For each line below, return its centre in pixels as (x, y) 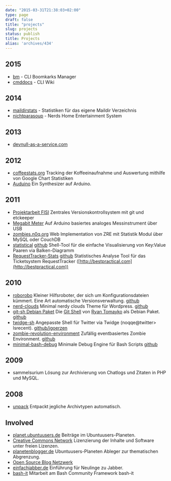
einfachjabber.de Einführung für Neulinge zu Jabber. (68, 468)
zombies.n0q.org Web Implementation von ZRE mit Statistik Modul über (88, 234)
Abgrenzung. (26, 457)
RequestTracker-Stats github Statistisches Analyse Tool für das (79, 256)
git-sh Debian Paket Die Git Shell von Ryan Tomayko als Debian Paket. (86, 311)
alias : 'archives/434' (29, 44)
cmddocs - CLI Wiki (33, 82)
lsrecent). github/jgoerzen (40, 328)
